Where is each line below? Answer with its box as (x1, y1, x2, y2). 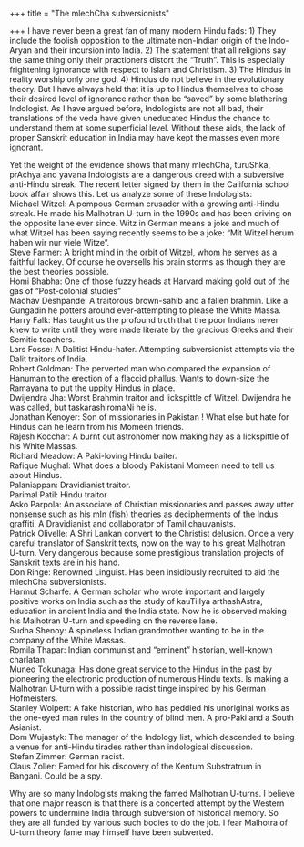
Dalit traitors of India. (9, 353, 88, 364)
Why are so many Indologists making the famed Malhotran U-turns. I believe (9, 789, 296, 799)
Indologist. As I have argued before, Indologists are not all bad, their (9, 103, 264, 113)
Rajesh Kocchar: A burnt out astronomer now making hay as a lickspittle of (9, 431, 289, 442)
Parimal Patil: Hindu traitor (9, 489, 107, 500)
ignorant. (9, 141, 44, 152)
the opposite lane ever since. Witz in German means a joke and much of (9, 218, 279, 228)
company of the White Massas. (9, 634, 127, 645)
